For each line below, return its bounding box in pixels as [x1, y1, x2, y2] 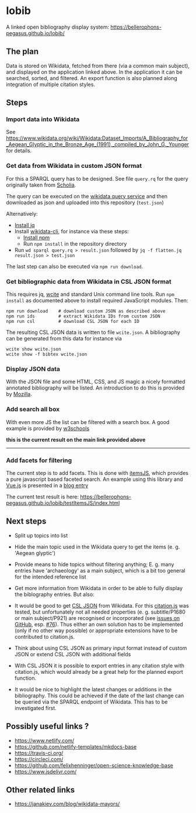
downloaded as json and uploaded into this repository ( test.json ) [6, 199, 164, 206]
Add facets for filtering [6, 456, 72, 464]
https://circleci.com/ [14, 756, 64, 763]
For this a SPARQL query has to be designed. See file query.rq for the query [6, 175, 188, 182]
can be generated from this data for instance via [6, 335, 123, 342]
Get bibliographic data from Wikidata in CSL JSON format [6, 277, 172, 285]
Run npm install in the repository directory [23, 240, 127, 247]
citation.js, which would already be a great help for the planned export [14, 668, 184, 675]
